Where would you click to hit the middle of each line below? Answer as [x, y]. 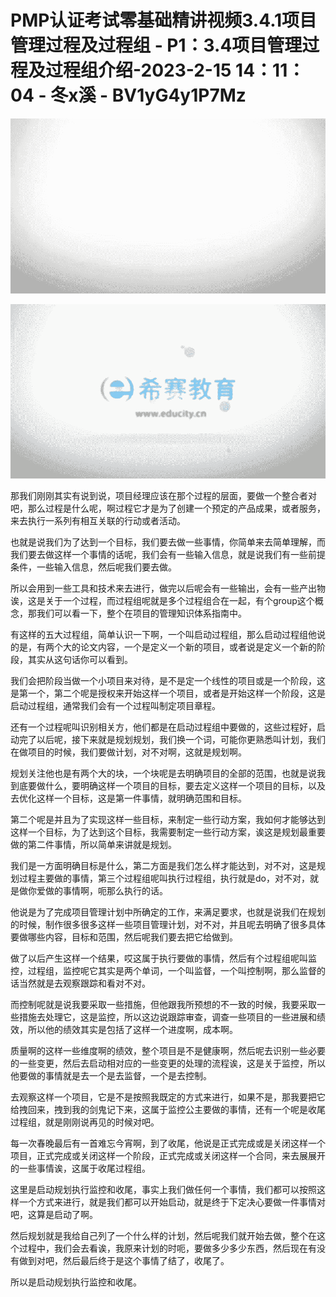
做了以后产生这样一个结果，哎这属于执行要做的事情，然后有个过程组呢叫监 [163, 958]
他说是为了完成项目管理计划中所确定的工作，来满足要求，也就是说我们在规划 [168, 912]
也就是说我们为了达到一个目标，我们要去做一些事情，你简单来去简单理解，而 [168, 542]
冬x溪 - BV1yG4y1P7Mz [148, 95]
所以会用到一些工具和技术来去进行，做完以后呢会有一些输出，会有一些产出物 [168, 588]
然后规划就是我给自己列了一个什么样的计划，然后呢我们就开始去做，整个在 [163, 1236]
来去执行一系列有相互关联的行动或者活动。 [98, 521]
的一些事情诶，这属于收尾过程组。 [80, 1168]
